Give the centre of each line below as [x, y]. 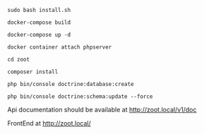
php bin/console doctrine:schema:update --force [80, 97]
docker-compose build [39, 23]
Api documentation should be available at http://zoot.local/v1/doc [102, 110]
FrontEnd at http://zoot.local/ [49, 123]
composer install [33, 72]
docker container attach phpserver [60, 47]
